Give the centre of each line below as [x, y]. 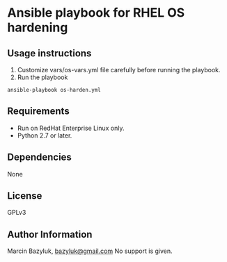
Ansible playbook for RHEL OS [96, 13]
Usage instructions [49, 53]
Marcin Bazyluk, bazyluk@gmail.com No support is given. [90, 251]
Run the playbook [42, 77]
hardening [38, 27]
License [25, 196]
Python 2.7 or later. [45, 135]
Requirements [38, 112]
